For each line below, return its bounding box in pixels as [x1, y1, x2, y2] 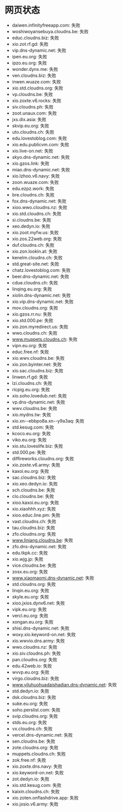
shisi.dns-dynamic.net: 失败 [12, 625, 70, 631]
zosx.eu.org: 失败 [12, 568, 48, 574]
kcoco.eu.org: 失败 [12, 430, 51, 436]
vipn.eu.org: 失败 [12, 342, 47, 348]
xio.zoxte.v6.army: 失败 [12, 462, 61, 468]
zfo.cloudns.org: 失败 [12, 531, 56, 537]
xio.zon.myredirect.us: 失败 [12, 324, 69, 330]
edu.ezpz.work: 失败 [12, 185, 55, 191]
